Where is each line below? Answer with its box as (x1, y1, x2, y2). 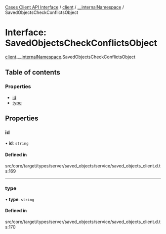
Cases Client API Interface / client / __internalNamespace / (5, 4, 124, 10)
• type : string (5, 196, 35, 202)
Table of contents (5, 68, 60, 77)
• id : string (5, 140, 29, 146)
